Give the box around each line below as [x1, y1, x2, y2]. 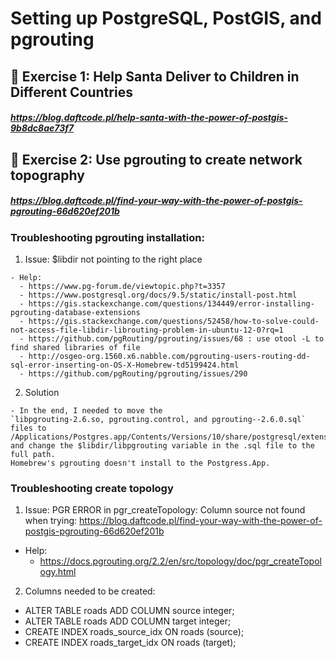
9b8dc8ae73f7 [10, 122, 75, 134]
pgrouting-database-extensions [10, 307, 141, 317]
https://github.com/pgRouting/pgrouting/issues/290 [28, 368, 248, 379]
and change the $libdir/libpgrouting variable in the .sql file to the [10, 440, 315, 451]
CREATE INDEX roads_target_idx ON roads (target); [24, 637, 237, 649]
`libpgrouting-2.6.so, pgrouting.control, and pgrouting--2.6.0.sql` [10, 414, 307, 424]
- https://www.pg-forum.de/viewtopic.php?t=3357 [19, 281, 226, 291]
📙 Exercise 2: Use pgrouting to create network [10, 151, 303, 168]
